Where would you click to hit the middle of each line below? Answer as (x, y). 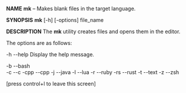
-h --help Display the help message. (50, 54)
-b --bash (18, 66)
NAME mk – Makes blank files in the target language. (71, 9)
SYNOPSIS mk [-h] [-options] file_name (55, 20)
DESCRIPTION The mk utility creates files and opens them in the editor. (93, 31)
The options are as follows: (39, 43)
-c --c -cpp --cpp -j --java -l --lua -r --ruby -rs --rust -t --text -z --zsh (93, 72)
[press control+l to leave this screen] (51, 84)
